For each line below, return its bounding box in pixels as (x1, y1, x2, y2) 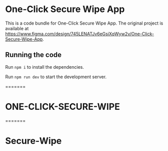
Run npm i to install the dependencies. (5, 64, 84, 70)
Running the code (5, 51, 62, 59)
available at (5, 25, 29, 31)
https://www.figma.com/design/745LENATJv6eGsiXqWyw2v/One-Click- (5, 31, 154, 37)
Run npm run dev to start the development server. (5, 74, 107, 80)
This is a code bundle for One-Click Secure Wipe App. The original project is (5, 20, 163, 26)
